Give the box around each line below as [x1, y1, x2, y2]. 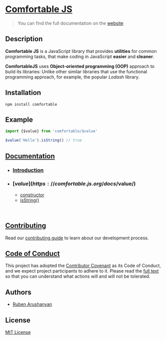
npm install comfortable [5, 102, 57, 107]
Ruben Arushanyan [12, 301, 52, 307]
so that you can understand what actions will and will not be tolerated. [5, 273, 150, 280]
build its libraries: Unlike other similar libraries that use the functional [5, 68, 147, 74]
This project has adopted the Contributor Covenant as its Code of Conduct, [5, 263, 161, 269]
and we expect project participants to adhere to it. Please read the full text [5, 268, 159, 274]
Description [5, 35, 43, 43]
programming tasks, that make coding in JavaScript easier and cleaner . [5, 53, 154, 59]
